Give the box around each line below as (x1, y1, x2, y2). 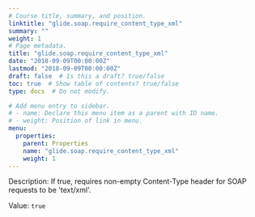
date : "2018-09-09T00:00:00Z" (8, 57, 111, 66)
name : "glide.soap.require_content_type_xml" (23, 147, 180, 155)
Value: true (8, 201, 46, 211)
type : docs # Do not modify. (8, 87, 111, 96)
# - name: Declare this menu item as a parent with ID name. (8, 109, 219, 117)
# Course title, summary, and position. (8, 11, 147, 20)
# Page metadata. (8, 42, 67, 50)
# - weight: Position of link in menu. (8, 117, 143, 126)
